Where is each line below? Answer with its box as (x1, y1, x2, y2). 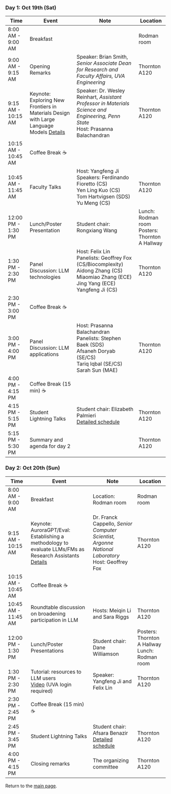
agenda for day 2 (30, 443, 71, 450)
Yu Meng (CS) (76, 200, 110, 207)
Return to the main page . (5, 783, 58, 789)
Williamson (93, 650, 119, 657)
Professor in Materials (76, 100, 130, 107)
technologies (30, 274, 61, 281)
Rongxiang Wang (76, 227, 118, 234)
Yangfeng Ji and (93, 678, 132, 685)
